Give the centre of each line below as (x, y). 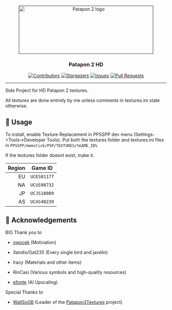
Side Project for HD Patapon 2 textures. (47, 90)
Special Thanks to (24, 292)
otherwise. (17, 106)
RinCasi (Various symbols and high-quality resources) (69, 272)
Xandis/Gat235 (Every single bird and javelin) (60, 252)
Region (17, 168)
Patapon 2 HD (86, 64)
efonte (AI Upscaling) (35, 282)
